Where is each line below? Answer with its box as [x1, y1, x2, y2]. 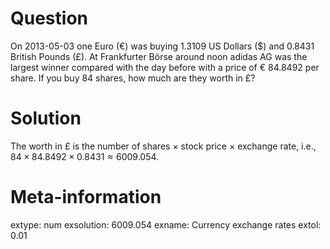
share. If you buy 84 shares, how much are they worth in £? [10, 72, 256, 84]
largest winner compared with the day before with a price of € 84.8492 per [10, 61, 320, 73]
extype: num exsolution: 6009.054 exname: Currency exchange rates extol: [10, 218, 322, 231]
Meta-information [10, 186, 162, 209]
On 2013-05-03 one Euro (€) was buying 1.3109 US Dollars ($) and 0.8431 [10, 40, 315, 52]
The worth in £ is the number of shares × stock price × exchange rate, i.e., [10, 140, 317, 152]
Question [10, 7, 88, 30]
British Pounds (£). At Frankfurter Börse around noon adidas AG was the [10, 50, 308, 62]
